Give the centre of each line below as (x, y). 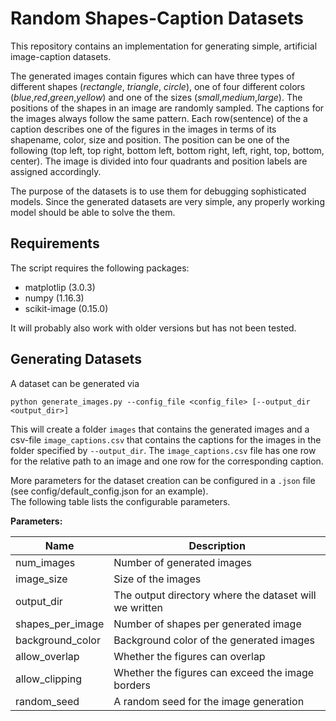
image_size (41, 579)
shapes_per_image (60, 624)
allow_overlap (47, 656)
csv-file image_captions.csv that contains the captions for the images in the (166, 439)
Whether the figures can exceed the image (214, 672)
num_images (45, 562)
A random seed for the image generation (209, 701)
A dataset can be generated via (75, 383)
